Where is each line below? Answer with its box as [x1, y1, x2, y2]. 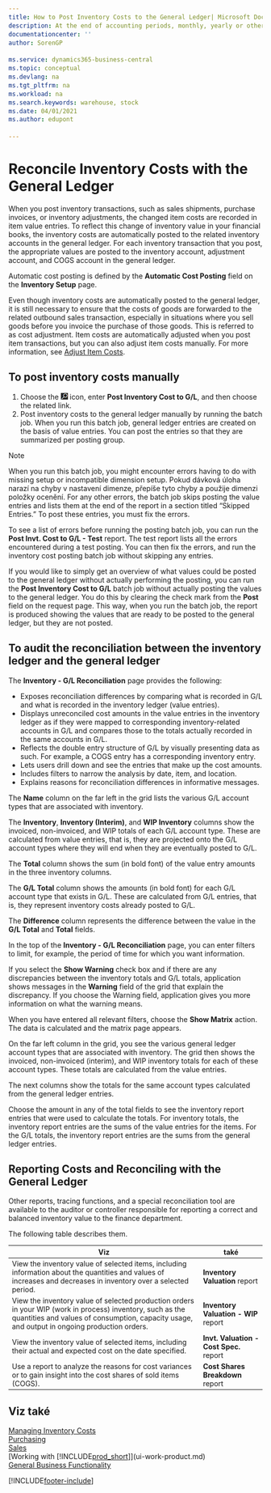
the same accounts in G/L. [19, 734, 107, 744]
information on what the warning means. [8, 999, 144, 1008]
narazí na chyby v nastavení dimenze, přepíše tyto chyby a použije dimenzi [8, 483, 258, 493]
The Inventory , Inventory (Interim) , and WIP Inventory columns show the [8, 817, 255, 827]
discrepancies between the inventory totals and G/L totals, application [8, 973, 241, 982]
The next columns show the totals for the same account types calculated [8, 1080, 251, 1090]
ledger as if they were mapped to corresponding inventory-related [19, 717, 240, 727]
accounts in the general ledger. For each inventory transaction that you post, [8, 238, 263, 248]
